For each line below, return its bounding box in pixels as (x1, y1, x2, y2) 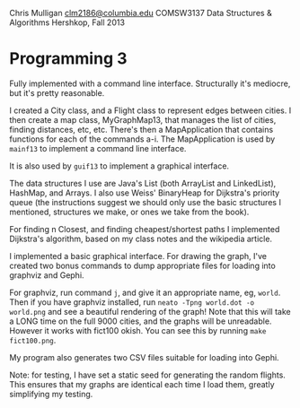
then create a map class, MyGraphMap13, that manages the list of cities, (9, 114, 277, 125)
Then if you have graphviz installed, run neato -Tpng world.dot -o (9, 296, 254, 308)
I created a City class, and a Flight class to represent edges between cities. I (9, 105, 292, 116)
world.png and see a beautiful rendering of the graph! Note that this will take (9, 306, 291, 317)
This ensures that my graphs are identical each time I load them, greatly (9, 378, 275, 389)
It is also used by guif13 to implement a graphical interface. (9, 161, 230, 171)
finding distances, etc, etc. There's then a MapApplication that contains (9, 124, 274, 135)
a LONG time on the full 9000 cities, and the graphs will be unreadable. (9, 316, 272, 326)
